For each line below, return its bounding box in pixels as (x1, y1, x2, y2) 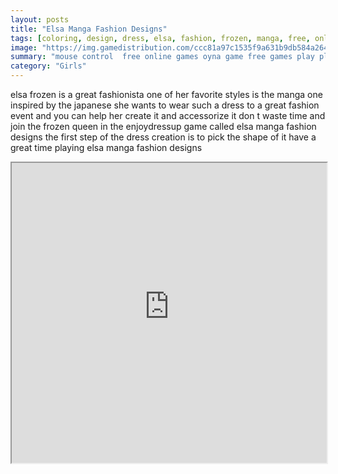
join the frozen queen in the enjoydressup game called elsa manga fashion (10, 121, 317, 132)
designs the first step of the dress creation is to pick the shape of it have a (10, 131, 317, 143)
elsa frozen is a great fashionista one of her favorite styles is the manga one (10, 89, 323, 100)
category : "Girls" (10, 61, 87, 71)
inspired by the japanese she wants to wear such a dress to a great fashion (10, 99, 320, 111)
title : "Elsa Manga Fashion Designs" (10, 24, 168, 34)
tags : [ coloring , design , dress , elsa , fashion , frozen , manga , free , (10, 33, 311, 43)
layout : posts (10, 14, 70, 25)
